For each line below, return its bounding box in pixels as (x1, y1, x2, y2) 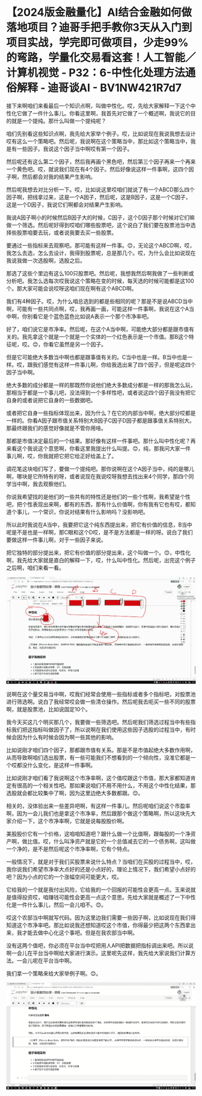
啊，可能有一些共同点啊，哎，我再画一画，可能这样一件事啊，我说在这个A (6, 305, 189, 312)
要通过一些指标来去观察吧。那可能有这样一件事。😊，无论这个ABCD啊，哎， (6, 242, 195, 249)
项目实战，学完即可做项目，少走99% (6, 36, 189, 50)
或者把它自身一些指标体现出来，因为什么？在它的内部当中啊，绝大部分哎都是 (6, 409, 196, 417)
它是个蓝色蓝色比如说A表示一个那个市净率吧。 (37, 312, 152, 320)
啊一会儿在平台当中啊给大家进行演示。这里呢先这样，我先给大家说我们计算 (6, 949, 191, 957)
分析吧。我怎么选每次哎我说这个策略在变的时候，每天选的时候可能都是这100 (6, 277, 194, 284)
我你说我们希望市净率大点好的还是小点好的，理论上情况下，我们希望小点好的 (6, 866, 196, 873)
